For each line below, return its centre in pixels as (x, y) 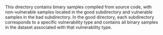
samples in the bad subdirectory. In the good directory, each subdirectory (80, 17)
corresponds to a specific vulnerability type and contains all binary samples (81, 22)
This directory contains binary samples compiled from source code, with (79, 7)
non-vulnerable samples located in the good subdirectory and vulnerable (79, 12)
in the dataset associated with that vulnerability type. (58, 27)
